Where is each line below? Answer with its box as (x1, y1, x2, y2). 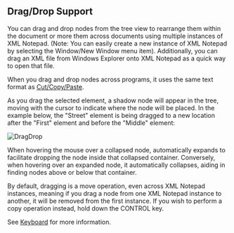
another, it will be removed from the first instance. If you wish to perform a (7, 197, 223, 205)
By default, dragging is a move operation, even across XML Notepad (7, 182, 206, 190)
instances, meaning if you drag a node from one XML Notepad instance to (7, 189, 222, 197)
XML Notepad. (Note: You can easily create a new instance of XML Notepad (7, 39, 228, 48)
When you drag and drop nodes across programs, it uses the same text (7, 75, 214, 84)
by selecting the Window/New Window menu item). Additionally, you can (7, 46, 218, 55)
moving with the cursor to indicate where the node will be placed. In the (7, 103, 215, 112)
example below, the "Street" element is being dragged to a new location (7, 111, 216, 119)
